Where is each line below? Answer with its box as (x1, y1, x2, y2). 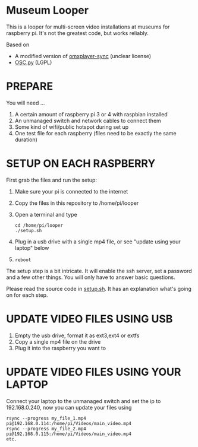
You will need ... (6, 99, 45, 106)
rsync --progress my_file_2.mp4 (6, 426, 86, 432)
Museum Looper (6, 4, 89, 17)
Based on (6, 41, 30, 48)
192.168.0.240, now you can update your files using (6, 404, 132, 411)
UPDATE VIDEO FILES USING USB (6, 312, 173, 325)
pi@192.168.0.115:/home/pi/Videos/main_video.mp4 (6, 431, 132, 437)
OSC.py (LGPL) (14, 59, 52, 66)
